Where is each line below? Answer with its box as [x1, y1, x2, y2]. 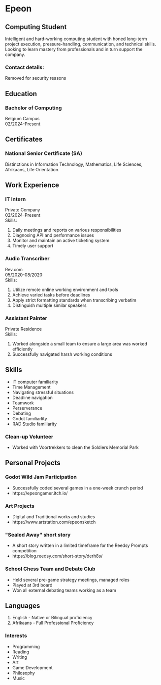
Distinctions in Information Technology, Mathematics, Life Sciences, [5, 161, 143, 167]
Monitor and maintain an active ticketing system [12, 238, 110, 244]
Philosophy [12, 670, 35, 676]
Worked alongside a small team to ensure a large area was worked [12, 341, 148, 346]
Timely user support [12, 243, 54, 249]
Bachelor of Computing [5, 104, 62, 111]
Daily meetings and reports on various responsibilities [12, 227, 122, 233]
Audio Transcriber [5, 255, 50, 262]
